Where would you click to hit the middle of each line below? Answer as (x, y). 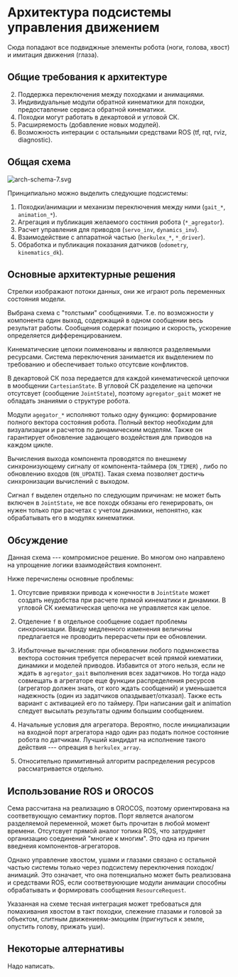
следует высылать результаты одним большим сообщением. (111, 711)
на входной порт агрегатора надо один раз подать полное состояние (123, 732)
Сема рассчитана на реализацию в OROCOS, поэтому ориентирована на (118, 808)
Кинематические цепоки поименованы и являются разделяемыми (109, 349)
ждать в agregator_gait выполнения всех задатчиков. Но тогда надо (121, 673)
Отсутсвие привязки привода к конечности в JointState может (114, 593)
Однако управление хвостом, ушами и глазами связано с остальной (112, 860)
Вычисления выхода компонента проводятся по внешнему (97, 459)
